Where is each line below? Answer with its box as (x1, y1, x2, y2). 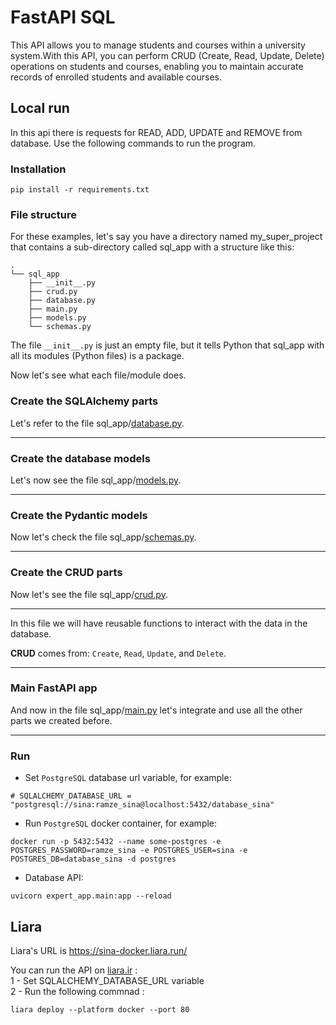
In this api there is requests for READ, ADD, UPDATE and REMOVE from (10, 126, 303, 138)
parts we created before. (10, 714, 113, 726)
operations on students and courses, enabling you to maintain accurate (10, 60, 304, 72)
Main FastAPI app (10, 681, 98, 695)
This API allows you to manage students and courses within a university (10, 39, 306, 51)
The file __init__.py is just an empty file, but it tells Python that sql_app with (10, 339, 325, 351)
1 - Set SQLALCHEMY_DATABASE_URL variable (10, 974, 205, 986)
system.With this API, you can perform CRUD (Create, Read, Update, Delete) (10, 49, 325, 61)
